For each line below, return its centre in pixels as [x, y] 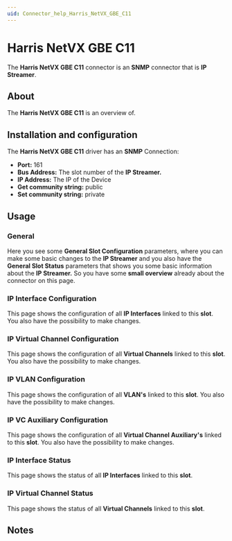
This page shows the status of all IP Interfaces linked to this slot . [100, 475]
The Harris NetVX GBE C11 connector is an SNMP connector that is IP [107, 67]
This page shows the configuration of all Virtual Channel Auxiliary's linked [114, 435]
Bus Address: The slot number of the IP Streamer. [89, 172]
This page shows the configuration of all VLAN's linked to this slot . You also [116, 394]
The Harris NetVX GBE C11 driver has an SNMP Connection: [93, 152]
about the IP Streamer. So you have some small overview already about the [116, 273]
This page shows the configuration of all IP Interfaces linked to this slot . [110, 314]
